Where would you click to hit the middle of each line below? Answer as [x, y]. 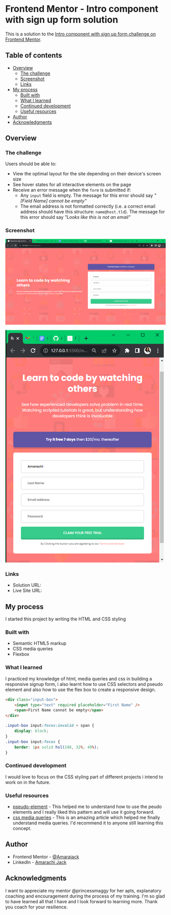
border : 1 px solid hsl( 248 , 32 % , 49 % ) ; [57, 747]
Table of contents [34, 55]
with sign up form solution [62, 20]
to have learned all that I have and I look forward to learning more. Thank [81, 901]
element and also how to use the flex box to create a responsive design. [81, 689]
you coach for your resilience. [37, 907]
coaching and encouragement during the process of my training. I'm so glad [85, 896]
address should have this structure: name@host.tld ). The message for [93, 212]
